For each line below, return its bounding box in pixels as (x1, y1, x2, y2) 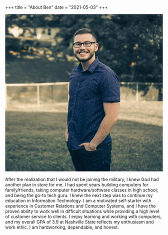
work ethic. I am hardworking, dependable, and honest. (5, 224, 119, 230)
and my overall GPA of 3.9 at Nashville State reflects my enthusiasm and (5, 219, 154, 225)
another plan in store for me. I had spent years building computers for (5, 182, 148, 188)
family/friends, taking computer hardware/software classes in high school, (5, 187, 158, 193)
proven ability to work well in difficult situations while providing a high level (5, 208, 159, 214)
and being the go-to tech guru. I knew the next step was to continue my (5, 192, 153, 198)
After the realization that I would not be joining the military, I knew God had (5, 176, 159, 182)
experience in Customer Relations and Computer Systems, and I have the (5, 203, 156, 209)
